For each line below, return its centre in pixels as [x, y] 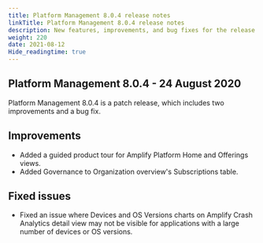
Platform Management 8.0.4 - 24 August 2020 [125, 84]
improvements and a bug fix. [54, 111]
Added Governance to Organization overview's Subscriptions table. [129, 171]
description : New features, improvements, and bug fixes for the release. [133, 30]
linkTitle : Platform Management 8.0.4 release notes [96, 23]
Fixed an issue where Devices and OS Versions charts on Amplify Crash [136, 215]
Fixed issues [40, 196]
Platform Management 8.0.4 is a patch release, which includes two [116, 102]
